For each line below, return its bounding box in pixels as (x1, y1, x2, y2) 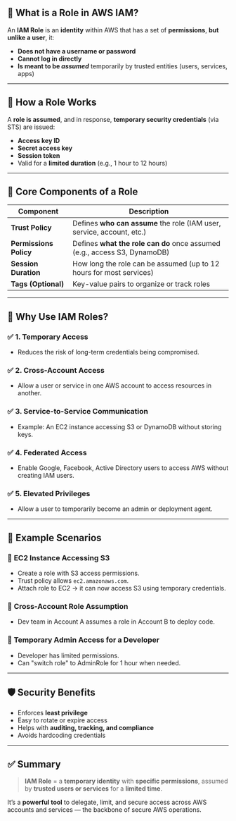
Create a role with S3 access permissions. (17, 569, 140, 577)
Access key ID (17, 136, 60, 144)
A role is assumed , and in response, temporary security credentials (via (7, 115, 219, 123)
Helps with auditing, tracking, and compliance (17, 724, 155, 732)
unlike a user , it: (7, 33, 55, 42)
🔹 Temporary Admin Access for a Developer (7, 635, 160, 645)
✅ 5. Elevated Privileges (7, 488, 91, 498)
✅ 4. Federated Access (7, 447, 87, 457)
